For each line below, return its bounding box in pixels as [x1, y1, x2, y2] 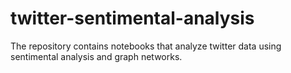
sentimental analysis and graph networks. [10, 50, 183, 62]
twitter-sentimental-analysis [10, 7, 255, 30]
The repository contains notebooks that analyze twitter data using [10, 40, 282, 52]
